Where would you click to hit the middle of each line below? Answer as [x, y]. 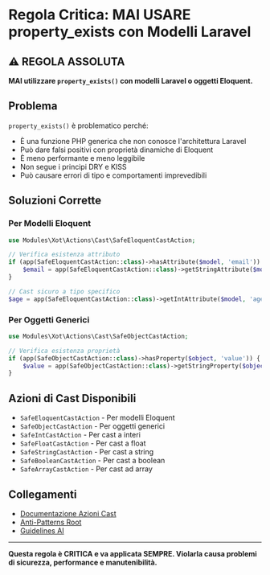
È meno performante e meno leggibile [82, 158]
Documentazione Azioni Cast [68, 513]
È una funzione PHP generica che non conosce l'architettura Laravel [133, 141]
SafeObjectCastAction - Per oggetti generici [92, 426]
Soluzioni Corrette [55, 201]
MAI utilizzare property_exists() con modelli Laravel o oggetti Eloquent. [131, 81]
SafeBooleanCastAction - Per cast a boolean [92, 461]
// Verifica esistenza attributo [64, 255]
